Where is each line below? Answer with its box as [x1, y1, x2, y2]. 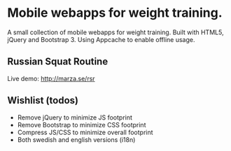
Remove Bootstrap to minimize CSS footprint [17, 120, 146, 129]
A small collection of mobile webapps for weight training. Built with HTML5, [7, 28, 224, 36]
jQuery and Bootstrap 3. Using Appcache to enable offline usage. [7, 35, 195, 43]
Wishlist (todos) [7, 94, 79, 106]
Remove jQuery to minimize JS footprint [17, 113, 133, 122]
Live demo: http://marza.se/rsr [7, 74, 96, 82]
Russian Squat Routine [7, 56, 108, 68]
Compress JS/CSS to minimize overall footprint [17, 128, 153, 136]
